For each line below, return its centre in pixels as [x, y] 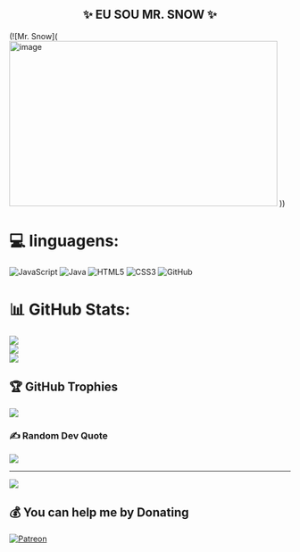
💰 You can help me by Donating [99, 513]
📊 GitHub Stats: [70, 309]
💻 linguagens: [64, 241]
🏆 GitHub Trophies [64, 387]
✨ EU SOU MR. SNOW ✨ [150, 15]
